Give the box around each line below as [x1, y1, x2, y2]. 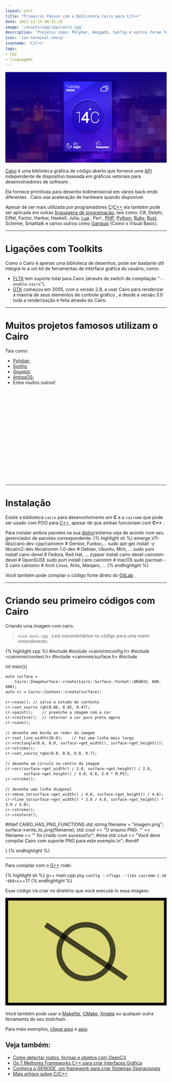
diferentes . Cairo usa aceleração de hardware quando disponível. [5, 194, 144, 200]
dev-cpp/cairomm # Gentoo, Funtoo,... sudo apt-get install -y [26, 540, 155, 547]
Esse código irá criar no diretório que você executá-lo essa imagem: [5, 887, 149, 893]
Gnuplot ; [12, 368, 31, 374]
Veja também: [5, 1041, 51, 1050]
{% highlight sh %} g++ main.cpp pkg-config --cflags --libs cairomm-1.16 [5, 872, 166, 878]
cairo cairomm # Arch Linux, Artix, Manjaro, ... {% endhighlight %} [9, 562, 149, 568]
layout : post [5, 8, 33, 13]
